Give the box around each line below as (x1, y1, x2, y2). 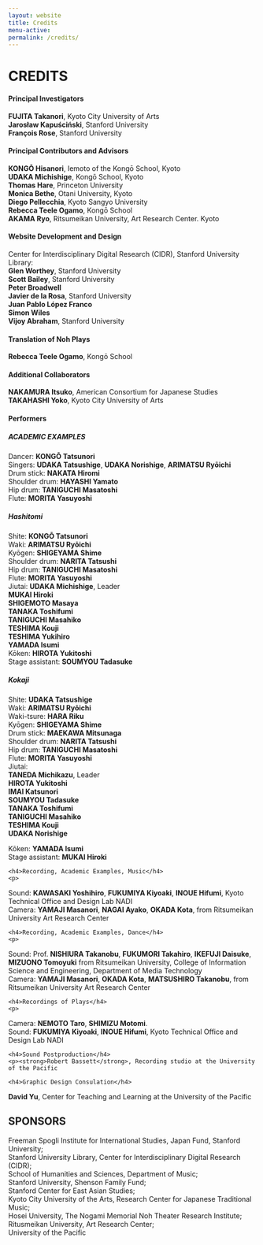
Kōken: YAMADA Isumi (8, 843, 84, 853)
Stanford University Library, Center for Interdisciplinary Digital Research (8, 1152, 241, 1162)
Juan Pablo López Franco (8, 300, 93, 309)
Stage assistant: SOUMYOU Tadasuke (8, 657, 133, 666)
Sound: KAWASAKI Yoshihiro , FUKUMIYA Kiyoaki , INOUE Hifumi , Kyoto (8, 887, 244, 898)
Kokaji (8, 675, 30, 684)
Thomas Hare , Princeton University (8, 180, 124, 190)
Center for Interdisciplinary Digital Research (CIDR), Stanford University (8, 250, 240, 259)
